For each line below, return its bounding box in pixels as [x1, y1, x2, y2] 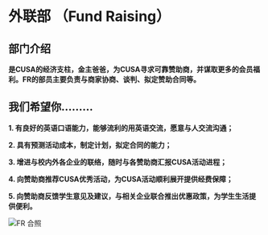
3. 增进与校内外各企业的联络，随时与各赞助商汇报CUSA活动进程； [8, 157, 228, 167]
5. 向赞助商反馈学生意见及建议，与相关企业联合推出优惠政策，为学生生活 [8, 191, 249, 201]
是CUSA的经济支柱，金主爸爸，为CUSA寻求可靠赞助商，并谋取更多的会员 [8, 65, 254, 74]
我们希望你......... [8, 100, 94, 114]
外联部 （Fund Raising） [8, 7, 171, 26]
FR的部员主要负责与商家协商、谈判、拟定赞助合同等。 [22, 75, 201, 84]
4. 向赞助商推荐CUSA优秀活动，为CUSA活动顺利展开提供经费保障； [8, 174, 233, 184]
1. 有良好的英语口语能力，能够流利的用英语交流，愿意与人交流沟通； [8, 123, 234, 132]
